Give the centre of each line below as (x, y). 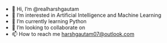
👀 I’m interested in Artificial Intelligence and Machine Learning (86, 15)
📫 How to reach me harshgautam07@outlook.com (73, 34)
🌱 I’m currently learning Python (49, 21)
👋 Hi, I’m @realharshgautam (45, 9)
